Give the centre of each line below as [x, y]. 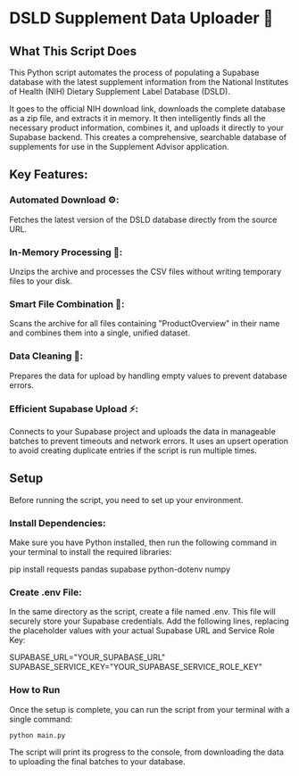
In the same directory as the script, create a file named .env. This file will [143, 612]
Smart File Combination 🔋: [67, 304]
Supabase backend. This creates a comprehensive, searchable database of [148, 137]
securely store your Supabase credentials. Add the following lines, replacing [149, 621]
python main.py [37, 735]
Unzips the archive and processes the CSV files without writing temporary [145, 271]
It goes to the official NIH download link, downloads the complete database [147, 109]
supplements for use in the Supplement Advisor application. [119, 147]
